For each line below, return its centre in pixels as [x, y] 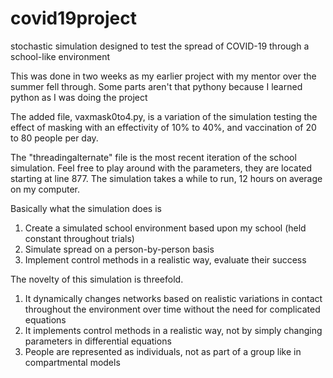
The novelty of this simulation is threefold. [97, 279]
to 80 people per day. [54, 138]
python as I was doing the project [79, 97]
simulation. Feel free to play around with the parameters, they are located [161, 168]
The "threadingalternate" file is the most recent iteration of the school [153, 157]
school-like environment [60, 56]
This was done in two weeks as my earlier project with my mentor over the [163, 76]
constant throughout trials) [79, 238]
